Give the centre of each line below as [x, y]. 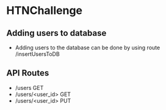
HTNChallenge [45, 11]
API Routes [28, 73]
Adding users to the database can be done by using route [88, 47]
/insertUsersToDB [37, 54]
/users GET [29, 88]
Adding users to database [56, 33]
